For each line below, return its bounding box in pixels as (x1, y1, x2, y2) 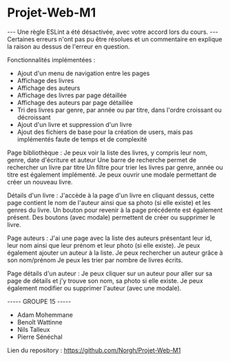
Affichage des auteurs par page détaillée (17, 98, 133, 106)
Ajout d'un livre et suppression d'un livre (17, 120, 132, 128)
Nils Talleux (17, 325, 50, 333)
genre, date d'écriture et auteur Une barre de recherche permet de (7, 155, 197, 164)
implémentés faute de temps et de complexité (17, 135, 147, 143)
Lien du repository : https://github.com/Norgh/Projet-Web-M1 (7, 346, 181, 354)
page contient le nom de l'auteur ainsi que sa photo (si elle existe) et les (7, 198, 211, 206)
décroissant (17, 113, 51, 121)
